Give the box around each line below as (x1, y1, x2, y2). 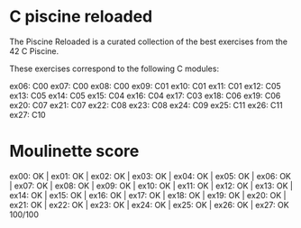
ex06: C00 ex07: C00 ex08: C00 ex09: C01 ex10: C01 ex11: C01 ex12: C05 (9, 80, 281, 91)
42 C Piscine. (9, 45, 59, 56)
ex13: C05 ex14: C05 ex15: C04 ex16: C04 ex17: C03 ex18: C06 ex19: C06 (9, 90, 281, 101)
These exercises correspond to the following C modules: (9, 63, 219, 74)
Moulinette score (9, 141, 140, 161)
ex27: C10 (9, 109, 47, 120)
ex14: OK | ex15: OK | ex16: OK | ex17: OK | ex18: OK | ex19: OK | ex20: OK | (9, 189, 287, 200)
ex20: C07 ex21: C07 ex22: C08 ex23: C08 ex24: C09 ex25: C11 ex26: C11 (9, 99, 283, 110)
